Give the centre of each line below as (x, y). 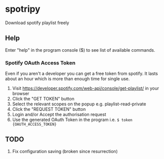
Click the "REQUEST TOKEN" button (49, 109)
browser (21, 94)
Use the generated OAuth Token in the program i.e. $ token (72, 120)
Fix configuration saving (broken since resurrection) (65, 151)
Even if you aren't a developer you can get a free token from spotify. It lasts (82, 74)
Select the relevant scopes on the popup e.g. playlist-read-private (79, 104)
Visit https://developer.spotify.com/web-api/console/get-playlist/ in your (85, 88)
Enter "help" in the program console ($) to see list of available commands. (80, 50)
